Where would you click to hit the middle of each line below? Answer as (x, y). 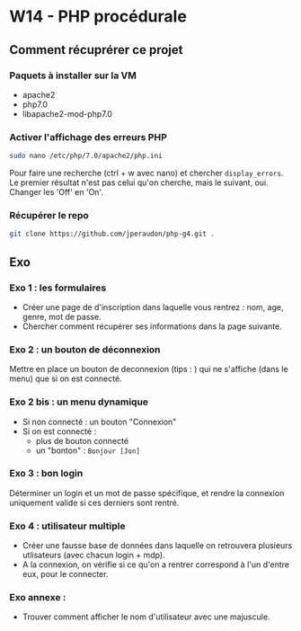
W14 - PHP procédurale (98, 17)
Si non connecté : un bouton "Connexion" (99, 422)
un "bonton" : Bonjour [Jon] (88, 450)
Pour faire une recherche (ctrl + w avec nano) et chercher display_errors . (146, 173)
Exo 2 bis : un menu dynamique (79, 402)
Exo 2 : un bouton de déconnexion (85, 350)
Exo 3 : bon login (46, 474)
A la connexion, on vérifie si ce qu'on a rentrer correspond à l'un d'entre (156, 564)
